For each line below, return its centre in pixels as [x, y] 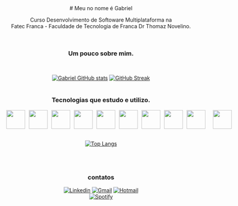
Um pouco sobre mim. [101, 53]
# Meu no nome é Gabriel [101, 8]
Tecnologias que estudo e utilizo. [101, 100]
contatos [101, 177]
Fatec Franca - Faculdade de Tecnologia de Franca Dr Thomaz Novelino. [101, 26]
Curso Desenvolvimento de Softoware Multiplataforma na [101, 20]
